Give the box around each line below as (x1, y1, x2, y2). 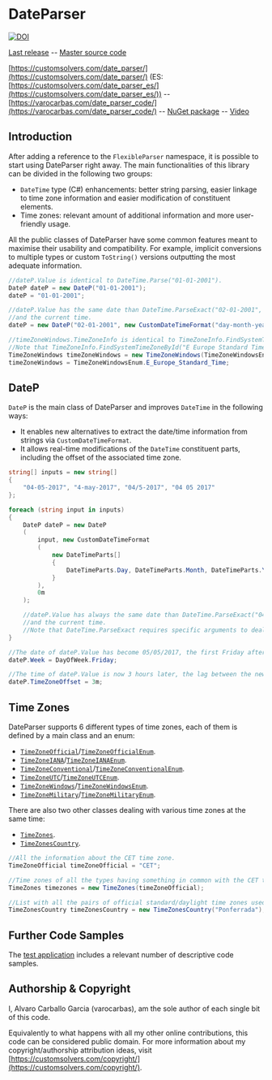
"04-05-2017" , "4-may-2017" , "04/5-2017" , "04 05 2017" (23, 484, 216, 492)
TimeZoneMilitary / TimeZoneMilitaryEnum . (19, 789, 156, 799)
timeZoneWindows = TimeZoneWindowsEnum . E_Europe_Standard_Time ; (8, 358, 230, 366)
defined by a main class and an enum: (8, 731, 135, 740)
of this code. (8, 1012, 51, 1022)
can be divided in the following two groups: (8, 168, 153, 179)
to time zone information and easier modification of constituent (19, 192, 231, 203)
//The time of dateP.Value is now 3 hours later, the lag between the (8, 671, 252, 679)
